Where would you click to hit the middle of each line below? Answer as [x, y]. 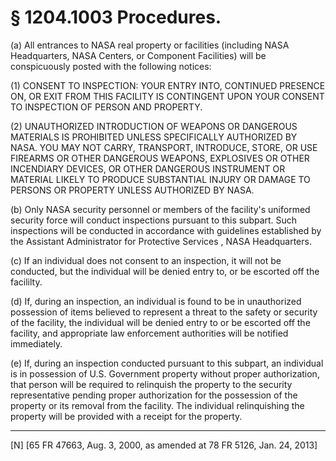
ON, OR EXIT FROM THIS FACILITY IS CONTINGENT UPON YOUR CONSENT [167, 96]
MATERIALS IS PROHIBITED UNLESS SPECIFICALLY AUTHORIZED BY [154, 137]
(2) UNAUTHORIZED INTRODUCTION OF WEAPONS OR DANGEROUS [154, 126]
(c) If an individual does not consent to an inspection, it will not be [146, 260]
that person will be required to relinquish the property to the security [151, 384]
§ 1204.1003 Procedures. [116, 17]
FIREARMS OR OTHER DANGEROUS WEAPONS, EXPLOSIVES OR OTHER [160, 158]
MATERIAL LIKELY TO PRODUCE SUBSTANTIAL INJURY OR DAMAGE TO [160, 179]
